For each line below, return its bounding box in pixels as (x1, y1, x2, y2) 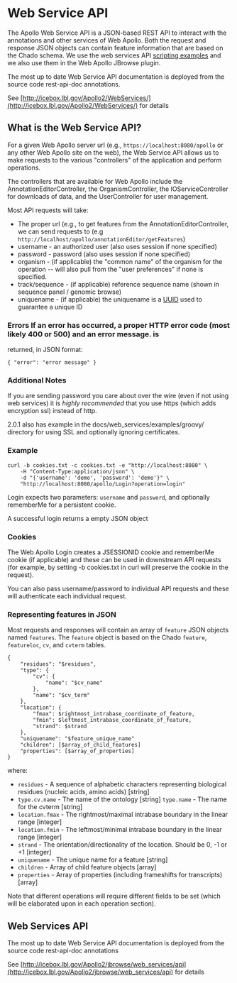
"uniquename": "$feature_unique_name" (20, 735, 135, 742)
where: (7, 767, 28, 775)
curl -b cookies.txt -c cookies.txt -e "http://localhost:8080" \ (7, 461, 208, 469)
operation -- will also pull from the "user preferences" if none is (17, 265, 204, 273)
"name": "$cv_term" (33, 692, 91, 699)
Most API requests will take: (7, 206, 89, 214)
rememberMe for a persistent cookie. (7, 500, 116, 509)
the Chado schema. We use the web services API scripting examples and (7, 51, 221, 60)
